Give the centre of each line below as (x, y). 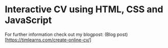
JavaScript (28, 20)
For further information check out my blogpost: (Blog (60, 34)
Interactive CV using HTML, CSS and (84, 9)
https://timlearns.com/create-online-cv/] (49, 40)
